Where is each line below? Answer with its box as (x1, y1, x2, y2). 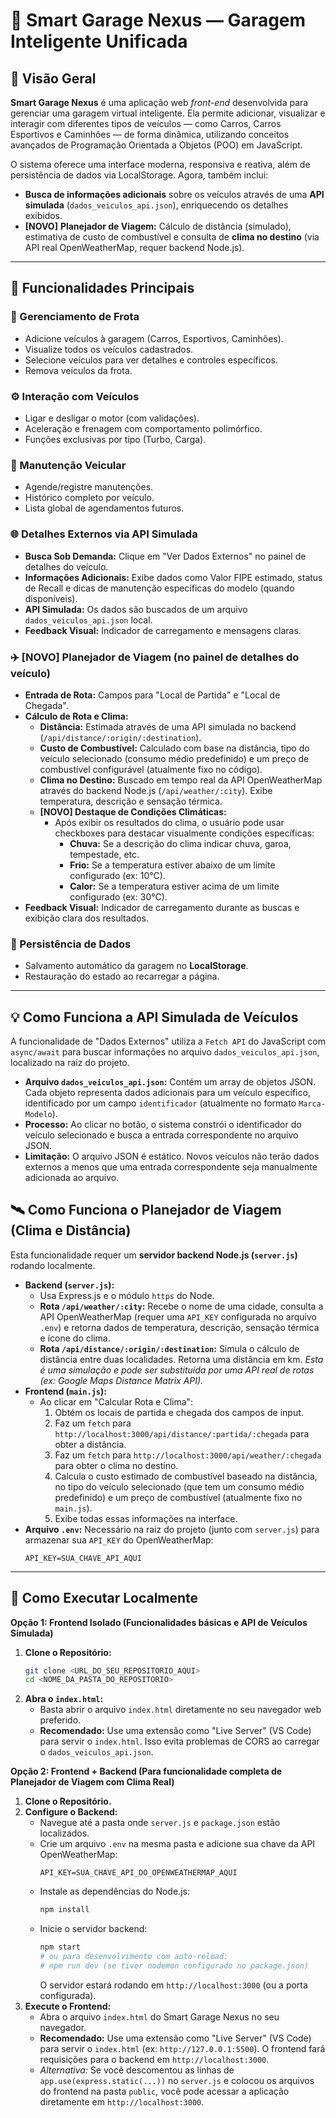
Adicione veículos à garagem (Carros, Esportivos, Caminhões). (24, 332, 284, 344)
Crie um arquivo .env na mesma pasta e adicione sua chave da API (39, 1838, 316, 1850)
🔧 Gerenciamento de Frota (10, 310, 140, 324)
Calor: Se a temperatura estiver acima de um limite (69, 880, 280, 892)
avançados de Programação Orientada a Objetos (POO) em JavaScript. (10, 139, 303, 151)
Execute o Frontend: (24, 2000, 112, 2012)
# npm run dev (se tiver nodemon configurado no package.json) (39, 1960, 310, 1971)
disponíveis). (24, 592, 78, 604)
